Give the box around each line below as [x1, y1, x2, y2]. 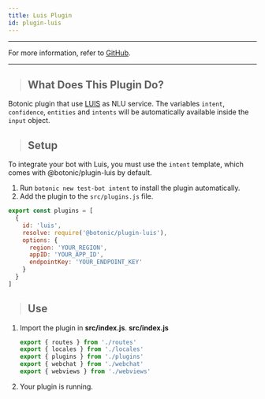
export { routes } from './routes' [19, 338, 137, 346]
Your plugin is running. [19, 382, 93, 391]
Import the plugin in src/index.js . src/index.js [19, 323, 170, 332]
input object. [8, 116, 50, 125]
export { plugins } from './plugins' [19, 352, 144, 361]
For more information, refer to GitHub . [8, 48, 131, 58]
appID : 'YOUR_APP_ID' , [28, 251, 104, 259]
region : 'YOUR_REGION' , [28, 244, 108, 252]
